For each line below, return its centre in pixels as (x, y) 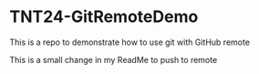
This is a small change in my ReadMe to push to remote (114, 59)
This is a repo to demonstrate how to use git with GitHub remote (130, 42)
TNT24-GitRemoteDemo (104, 17)
